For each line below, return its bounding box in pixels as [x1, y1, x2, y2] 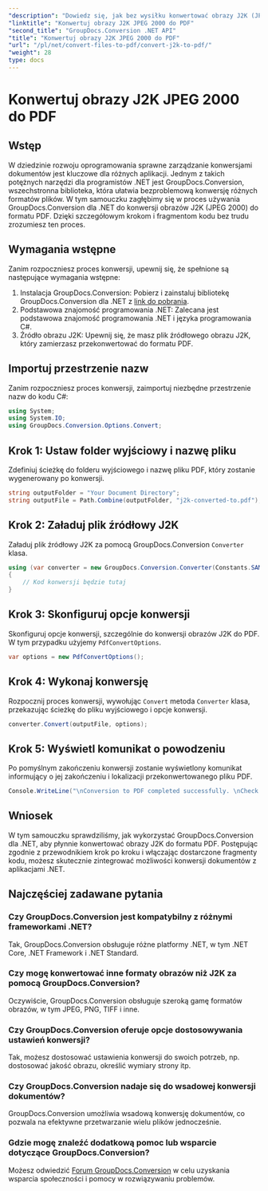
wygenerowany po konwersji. [8, 473, 105, 483]
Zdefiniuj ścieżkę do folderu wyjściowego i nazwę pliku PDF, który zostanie [8, 464, 255, 475]
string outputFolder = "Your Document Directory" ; [8, 488, 180, 497]
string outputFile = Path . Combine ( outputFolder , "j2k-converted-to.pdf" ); [8, 496, 262, 504]
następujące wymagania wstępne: [8, 272, 121, 282]
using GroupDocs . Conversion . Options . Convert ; [8, 422, 162, 430]
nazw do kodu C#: [8, 392, 69, 401]
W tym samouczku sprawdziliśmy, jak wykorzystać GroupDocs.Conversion [8, 830, 254, 840]
